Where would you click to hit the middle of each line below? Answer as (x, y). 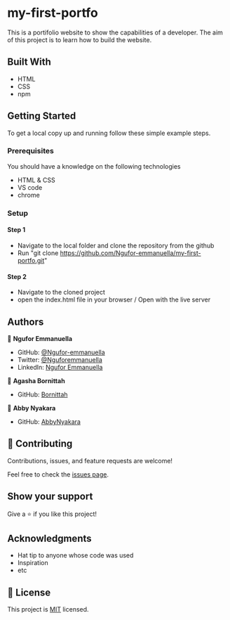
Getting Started (42, 116)
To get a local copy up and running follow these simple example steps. (109, 133)
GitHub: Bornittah (42, 394)
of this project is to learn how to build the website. (80, 39)
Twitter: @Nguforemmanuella (60, 360)
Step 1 (16, 230)
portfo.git (31, 260)
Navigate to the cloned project (61, 292)
